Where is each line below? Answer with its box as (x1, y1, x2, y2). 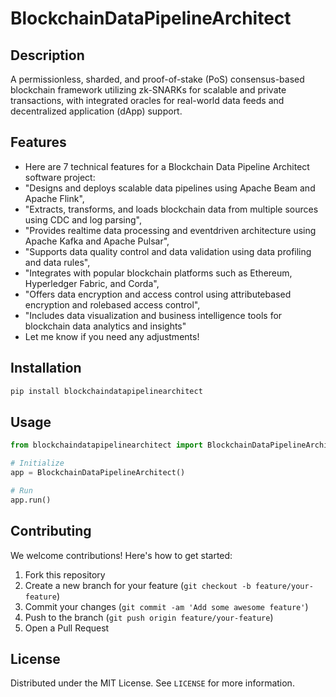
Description (10, 47, 85, 64)
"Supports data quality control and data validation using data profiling (24, 245, 312, 257)
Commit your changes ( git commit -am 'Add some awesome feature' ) (24, 600, 309, 612)
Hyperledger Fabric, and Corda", (24, 277, 160, 289)
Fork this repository (24, 568, 106, 581)
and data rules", (24, 256, 91, 268)
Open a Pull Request (24, 622, 110, 634)
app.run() (10, 495, 52, 505)
